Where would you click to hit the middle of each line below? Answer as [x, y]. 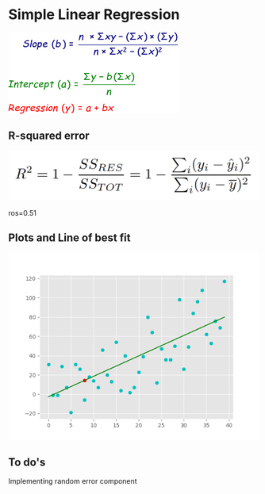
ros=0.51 [23, 213]
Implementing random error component [73, 481]
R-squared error [49, 136]
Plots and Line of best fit [69, 238]
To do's [27, 462]
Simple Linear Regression [94, 15]
